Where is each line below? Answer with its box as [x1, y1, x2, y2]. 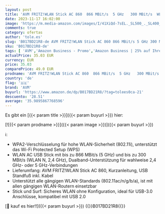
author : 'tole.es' [5, 35, 43, 40]
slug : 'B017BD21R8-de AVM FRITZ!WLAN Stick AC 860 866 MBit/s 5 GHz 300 [5, 39, 157, 44]
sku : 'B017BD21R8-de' [5, 44, 50, 49]
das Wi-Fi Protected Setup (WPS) [12, 147, 80, 153]
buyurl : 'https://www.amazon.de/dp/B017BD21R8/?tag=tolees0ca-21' [5, 90, 144, 94]
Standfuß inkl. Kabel [12, 173, 54, 179]
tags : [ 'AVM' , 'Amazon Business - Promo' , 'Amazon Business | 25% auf [5, 48, 151, 53]
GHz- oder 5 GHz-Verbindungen [12, 162, 78, 168]
